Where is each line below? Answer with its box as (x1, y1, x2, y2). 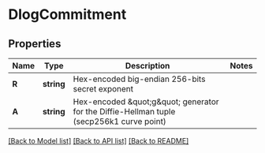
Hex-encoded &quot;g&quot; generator (73, 96, 219, 107)
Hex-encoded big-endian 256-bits (73, 73, 206, 84)
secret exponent (73, 84, 134, 94)
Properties (8, 37, 62, 50)
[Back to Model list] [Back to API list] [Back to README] (8, 136, 189, 145)
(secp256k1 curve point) (73, 116, 167, 127)
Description (125, 61, 170, 71)
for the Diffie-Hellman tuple (73, 106, 176, 117)
